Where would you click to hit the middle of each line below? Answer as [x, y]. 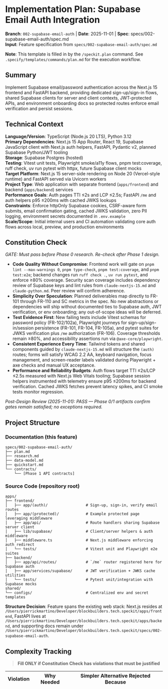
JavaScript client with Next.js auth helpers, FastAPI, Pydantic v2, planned [81, 147]
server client [20, 527]
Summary [21, 75]
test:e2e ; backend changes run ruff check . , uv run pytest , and [80, 275]
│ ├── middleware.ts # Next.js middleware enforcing [79, 540]
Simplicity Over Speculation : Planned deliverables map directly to [81, 296]
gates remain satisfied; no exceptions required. [54, 407]
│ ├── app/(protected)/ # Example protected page [72, 514]
